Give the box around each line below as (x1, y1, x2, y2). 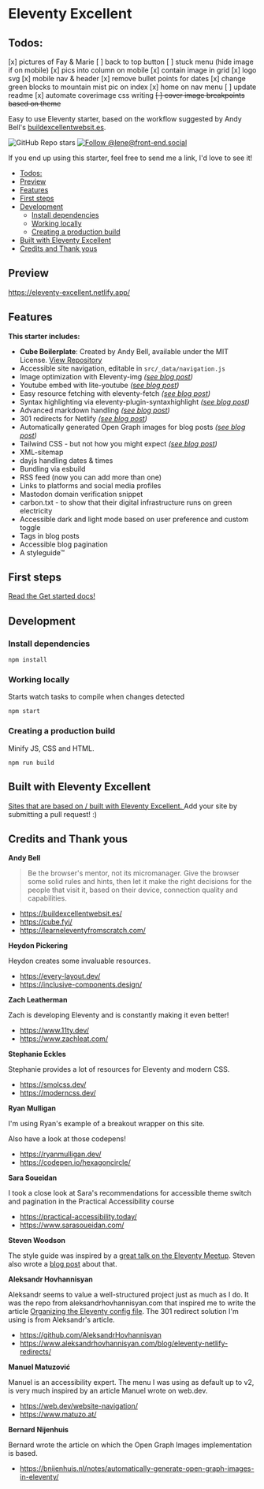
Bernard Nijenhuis (8, 1425, 69, 1435)
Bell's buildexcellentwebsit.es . (8, 123, 106, 132)
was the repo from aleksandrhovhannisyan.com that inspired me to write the (8, 1298, 256, 1308)
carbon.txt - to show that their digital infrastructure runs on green (19, 498, 232, 507)
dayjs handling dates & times (19, 455, 113, 465)
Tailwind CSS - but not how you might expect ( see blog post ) (19, 438, 218, 448)
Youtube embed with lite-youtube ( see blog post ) (19, 380, 180, 390)
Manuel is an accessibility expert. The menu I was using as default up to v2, (8, 1378, 255, 1387)
